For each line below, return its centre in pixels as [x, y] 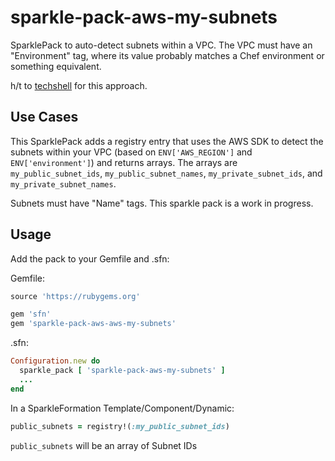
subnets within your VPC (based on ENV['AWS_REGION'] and [131, 152]
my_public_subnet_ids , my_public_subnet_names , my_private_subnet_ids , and [166, 173]
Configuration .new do [55, 361]
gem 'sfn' [31, 314]
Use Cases [44, 117]
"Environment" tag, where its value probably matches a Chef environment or [167, 55]
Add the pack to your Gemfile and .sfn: [90, 258]
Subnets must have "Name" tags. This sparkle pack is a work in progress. [162, 203]
